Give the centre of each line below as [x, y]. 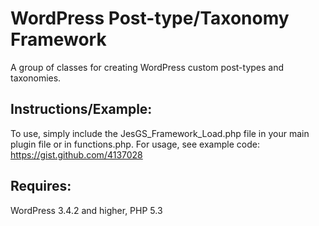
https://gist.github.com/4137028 [76, 154]
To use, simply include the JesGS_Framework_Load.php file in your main [160, 133]
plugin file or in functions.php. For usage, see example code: [135, 144]
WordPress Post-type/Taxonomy [150, 18]
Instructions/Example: [81, 109]
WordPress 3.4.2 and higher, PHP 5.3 [86, 210]
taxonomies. [36, 78]
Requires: [41, 186]
